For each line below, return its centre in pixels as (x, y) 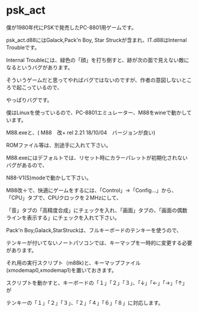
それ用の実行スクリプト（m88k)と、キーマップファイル (73, 263)
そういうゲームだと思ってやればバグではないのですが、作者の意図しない (94, 80)
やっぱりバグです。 (29, 100)
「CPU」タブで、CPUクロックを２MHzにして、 (64, 197)
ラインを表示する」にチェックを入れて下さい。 (63, 217)
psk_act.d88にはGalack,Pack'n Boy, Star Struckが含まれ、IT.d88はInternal (97, 40)
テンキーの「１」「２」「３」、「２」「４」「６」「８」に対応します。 (85, 303)
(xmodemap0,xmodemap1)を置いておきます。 (61, 270)
